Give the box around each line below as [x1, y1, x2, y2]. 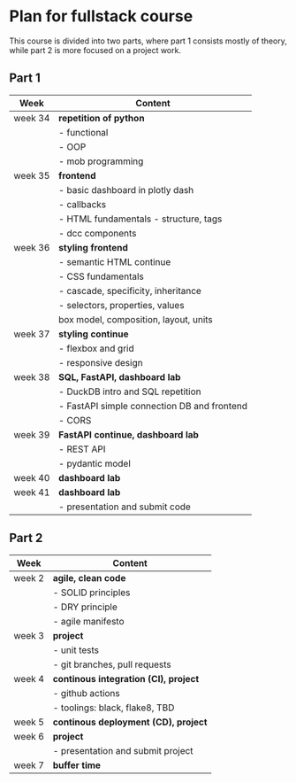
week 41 [13, 485, 50, 498]
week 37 [13, 328, 50, 340]
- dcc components [58, 227, 137, 239]
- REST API [58, 443, 106, 455]
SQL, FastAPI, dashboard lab [58, 370, 181, 383]
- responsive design [58, 356, 143, 368]
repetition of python [58, 112, 145, 124]
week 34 [13, 112, 50, 124]
